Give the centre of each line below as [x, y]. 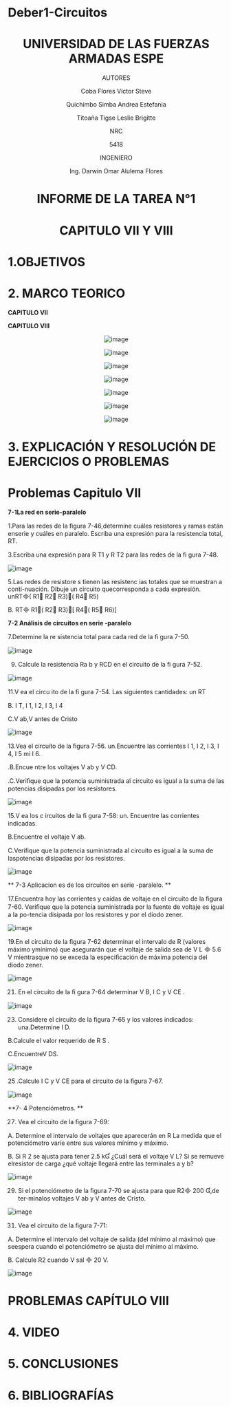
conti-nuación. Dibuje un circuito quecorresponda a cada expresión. [104, 589]
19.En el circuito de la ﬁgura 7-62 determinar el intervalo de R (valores [107, 941]
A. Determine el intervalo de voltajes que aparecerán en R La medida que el [115, 1135]
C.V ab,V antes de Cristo [43, 719]
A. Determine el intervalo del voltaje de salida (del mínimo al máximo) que [112, 1239]
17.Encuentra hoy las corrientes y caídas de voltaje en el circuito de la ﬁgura [115, 899]
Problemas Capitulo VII [75, 493]
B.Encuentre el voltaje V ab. [47, 837]
